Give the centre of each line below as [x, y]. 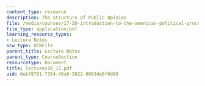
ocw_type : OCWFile [30, 46]
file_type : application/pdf [42, 29]
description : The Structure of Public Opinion [67, 18]
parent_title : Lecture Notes [43, 51]
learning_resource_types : [39, 35]
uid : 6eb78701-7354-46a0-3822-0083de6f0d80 [63, 74]
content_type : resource [37, 12]
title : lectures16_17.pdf [39, 68]
